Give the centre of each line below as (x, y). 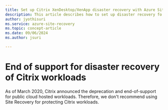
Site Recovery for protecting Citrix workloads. (52, 102)
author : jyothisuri (25, 19)
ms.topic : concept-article (33, 28)
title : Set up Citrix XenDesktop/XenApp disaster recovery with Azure (80, 10)
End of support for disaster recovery (82, 67)
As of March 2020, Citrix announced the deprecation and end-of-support (81, 91)
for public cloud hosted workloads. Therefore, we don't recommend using (81, 96)
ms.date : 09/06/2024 (27, 33)
